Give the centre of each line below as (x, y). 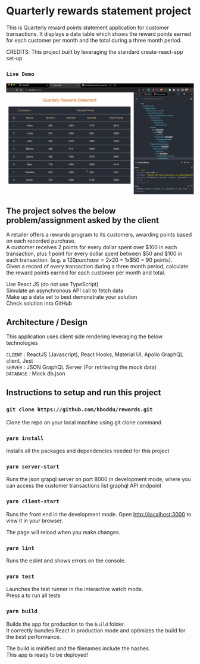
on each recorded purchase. (41, 241)
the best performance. (34, 637)
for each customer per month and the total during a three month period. (94, 40)
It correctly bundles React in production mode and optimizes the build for (96, 630)
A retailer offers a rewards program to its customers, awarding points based (99, 235)
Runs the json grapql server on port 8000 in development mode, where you (99, 479)
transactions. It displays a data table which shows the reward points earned (99, 33)
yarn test (20, 576)
